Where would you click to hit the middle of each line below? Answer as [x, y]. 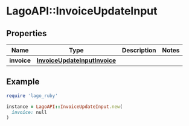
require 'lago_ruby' [32, 96]
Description [139, 50]
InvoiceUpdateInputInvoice [76, 60]
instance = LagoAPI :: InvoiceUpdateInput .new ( [64, 107]
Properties [27, 33]
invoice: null [29, 112]
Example [23, 82]
